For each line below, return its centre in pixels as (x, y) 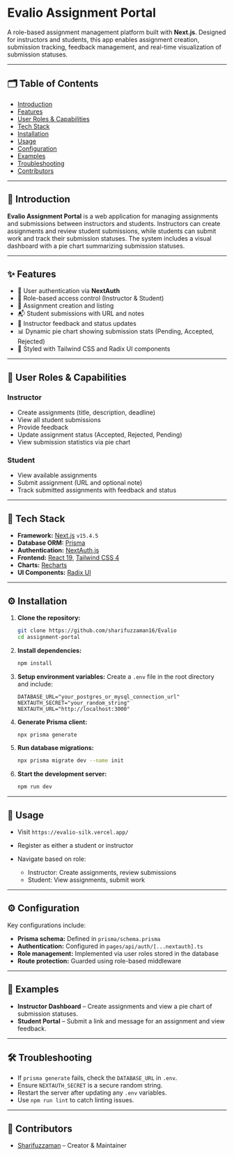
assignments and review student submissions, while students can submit (112, 231)
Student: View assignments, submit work (86, 880)
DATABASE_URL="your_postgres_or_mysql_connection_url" (99, 697)
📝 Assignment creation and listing (65, 306)
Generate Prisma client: (52, 722)
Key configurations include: (46, 925)
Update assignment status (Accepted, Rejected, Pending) (100, 435)
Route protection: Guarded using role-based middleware (99, 961)
